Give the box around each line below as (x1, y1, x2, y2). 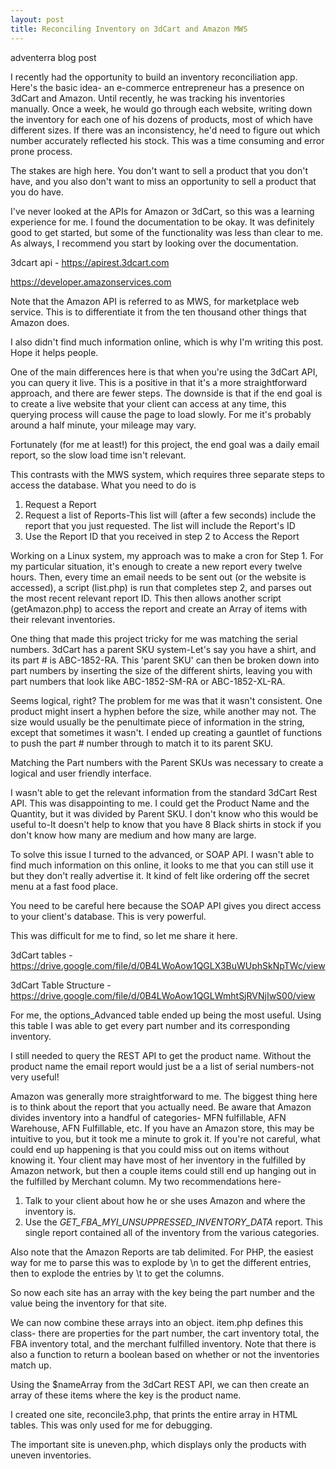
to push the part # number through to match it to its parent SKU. (10, 737, 274, 749)
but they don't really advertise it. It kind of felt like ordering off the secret (10, 869, 310, 881)
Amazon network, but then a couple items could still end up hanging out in (10, 1164, 317, 1176)
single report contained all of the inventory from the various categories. (24, 1226, 320, 1238)
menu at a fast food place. (10, 880, 118, 892)
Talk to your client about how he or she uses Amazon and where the (24, 1194, 306, 1206)
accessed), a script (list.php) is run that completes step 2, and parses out (10, 581, 312, 593)
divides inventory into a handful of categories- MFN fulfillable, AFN (10, 1111, 287, 1123)
